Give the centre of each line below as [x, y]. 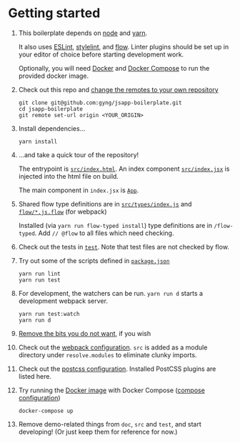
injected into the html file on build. [68, 176]
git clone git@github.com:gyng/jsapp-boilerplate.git [100, 103]
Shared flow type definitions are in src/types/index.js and [105, 204]
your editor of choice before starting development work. [101, 54]
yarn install [38, 141]
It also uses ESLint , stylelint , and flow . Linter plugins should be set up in [124, 46]
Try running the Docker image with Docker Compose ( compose [112, 390]
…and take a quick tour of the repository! [79, 154]
